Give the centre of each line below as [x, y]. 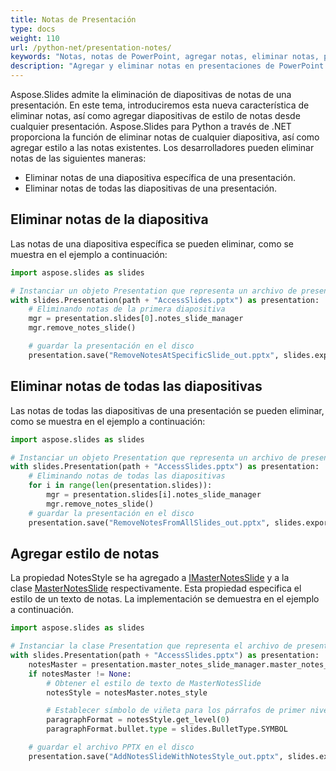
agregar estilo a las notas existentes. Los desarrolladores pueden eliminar [162, 147]
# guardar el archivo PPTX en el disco [111, 747]
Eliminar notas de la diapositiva [109, 219]
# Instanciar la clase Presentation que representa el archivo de [151, 646]
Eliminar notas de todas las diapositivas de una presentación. [151, 188]
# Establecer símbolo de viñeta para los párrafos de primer [176, 711]
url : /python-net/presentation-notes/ [91, 47]
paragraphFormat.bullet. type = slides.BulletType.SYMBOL [167, 729]
